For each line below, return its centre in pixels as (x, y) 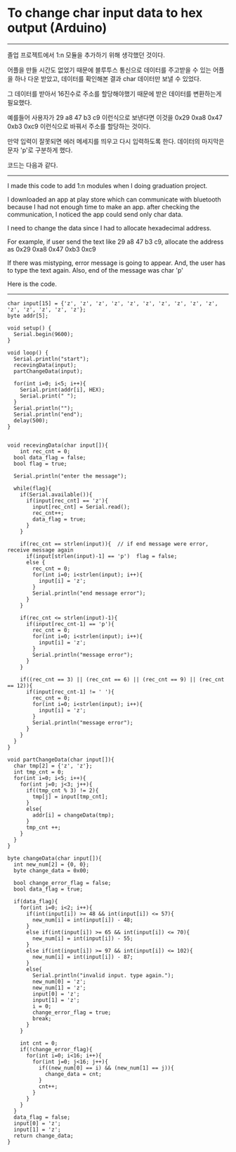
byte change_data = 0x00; (52, 871)
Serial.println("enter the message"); (71, 476)
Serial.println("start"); (52, 359)
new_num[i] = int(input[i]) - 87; (83, 957)
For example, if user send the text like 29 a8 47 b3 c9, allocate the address (116, 242)
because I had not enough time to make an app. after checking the (104, 206)
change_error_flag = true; (72, 1012)
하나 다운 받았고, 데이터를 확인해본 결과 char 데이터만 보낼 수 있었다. (108, 78)
